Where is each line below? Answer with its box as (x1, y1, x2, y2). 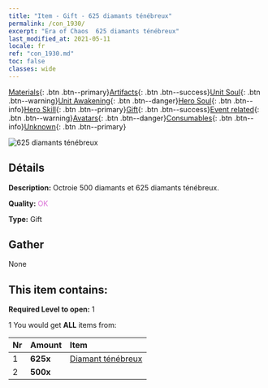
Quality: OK (8, 198, 49, 208)
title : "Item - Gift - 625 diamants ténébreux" (8, 11, 173, 20)
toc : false (8, 58, 45, 66)
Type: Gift (8, 214, 42, 224)
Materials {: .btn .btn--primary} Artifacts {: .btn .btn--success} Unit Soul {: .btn (8, 87, 262, 97)
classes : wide (8, 65, 57, 73)
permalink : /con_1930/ (8, 20, 85, 28)
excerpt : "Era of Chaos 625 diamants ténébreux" (8, 27, 180, 35)
